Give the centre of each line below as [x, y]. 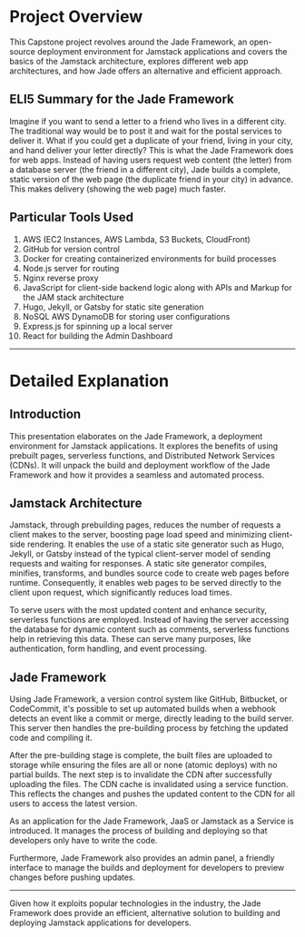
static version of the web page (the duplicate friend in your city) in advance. [152, 179]
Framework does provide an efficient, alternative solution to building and [145, 913]
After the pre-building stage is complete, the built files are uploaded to [141, 755]
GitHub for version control [71, 249]
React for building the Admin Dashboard [98, 335]
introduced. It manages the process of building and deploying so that [138, 831]
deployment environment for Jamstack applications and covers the [162, 51]
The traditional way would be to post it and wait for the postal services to [146, 131]
